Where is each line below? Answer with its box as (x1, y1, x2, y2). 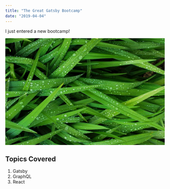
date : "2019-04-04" (5, 13, 47, 19)
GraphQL (12, 173, 32, 179)
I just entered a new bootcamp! (5, 28, 70, 34)
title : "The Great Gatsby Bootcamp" (5, 8, 82, 13)
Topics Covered (5, 155, 56, 164)
